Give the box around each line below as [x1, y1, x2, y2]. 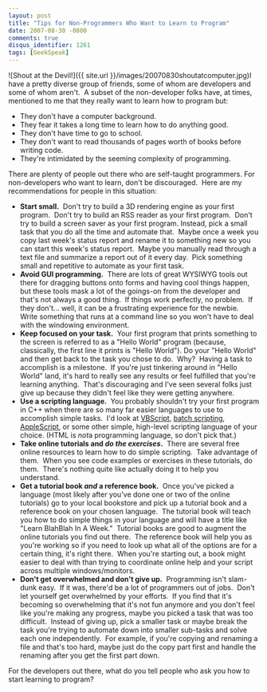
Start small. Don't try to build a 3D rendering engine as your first [19, 202, 235, 211]
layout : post [8, 11, 52, 20]
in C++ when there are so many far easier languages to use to [19, 405, 224, 415]
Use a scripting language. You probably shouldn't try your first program [19, 396, 260, 406]
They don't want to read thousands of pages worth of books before [19, 137, 241, 146]
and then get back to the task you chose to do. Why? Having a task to [19, 354, 253, 364]
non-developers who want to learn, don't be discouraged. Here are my [8, 178, 242, 187]
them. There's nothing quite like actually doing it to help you [19, 464, 219, 474]
